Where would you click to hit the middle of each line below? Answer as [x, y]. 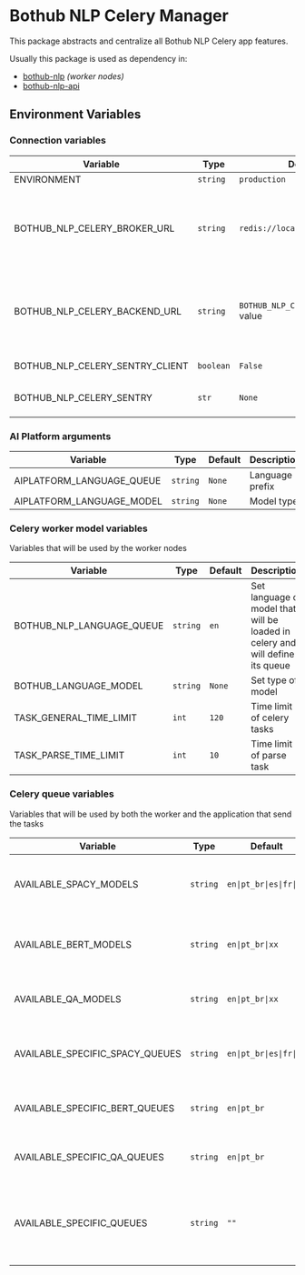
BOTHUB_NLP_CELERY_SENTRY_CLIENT [101, 366]
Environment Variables [75, 115]
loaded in [271, 631]
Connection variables [58, 140]
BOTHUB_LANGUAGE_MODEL [79, 686]
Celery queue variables [62, 794]
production [262, 179]
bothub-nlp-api [51, 85]
